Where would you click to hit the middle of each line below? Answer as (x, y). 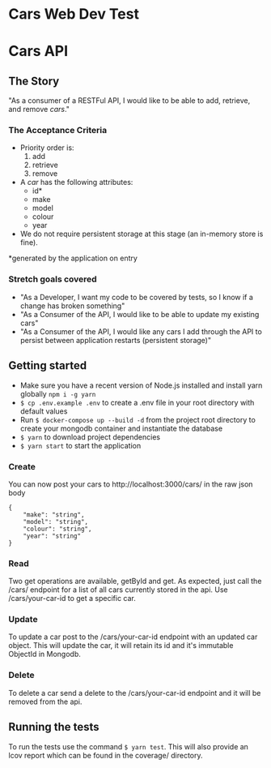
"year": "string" (52, 536)
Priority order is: (47, 148)
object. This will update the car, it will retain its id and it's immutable (121, 646)
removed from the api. (45, 701)
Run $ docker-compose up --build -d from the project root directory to (138, 419)
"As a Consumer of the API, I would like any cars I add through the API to (141, 331)
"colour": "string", (57, 529)
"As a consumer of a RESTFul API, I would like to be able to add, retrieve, (129, 101)
